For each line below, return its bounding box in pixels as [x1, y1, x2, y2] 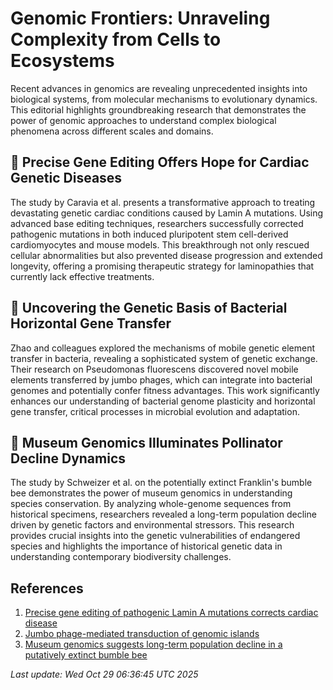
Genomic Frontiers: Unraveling [10, 7, 271, 30]
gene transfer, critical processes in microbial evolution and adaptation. [10, 405, 300, 417]
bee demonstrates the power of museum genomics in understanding [10, 487, 293, 499]
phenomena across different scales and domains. [10, 125, 214, 137]
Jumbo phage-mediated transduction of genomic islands [24, 628, 260, 640]
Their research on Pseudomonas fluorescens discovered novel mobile [10, 363, 299, 375]
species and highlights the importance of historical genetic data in [10, 540, 283, 552]
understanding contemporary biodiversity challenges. [10, 551, 232, 563]
